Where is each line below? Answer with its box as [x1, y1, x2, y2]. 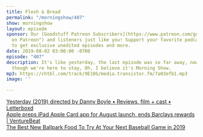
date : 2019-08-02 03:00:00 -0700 [6, 48, 91, 54]
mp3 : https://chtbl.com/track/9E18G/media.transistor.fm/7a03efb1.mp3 [6, 71, 188, 77]
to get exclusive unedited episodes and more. [11, 43, 131, 49]
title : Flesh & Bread [6, 8, 61, 15]
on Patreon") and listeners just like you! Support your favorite [11, 37, 182, 43]
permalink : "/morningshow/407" [6, 14, 85, 21]
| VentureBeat [6, 117, 40, 124]
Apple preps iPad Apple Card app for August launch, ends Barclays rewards [6, 111, 195, 118]
